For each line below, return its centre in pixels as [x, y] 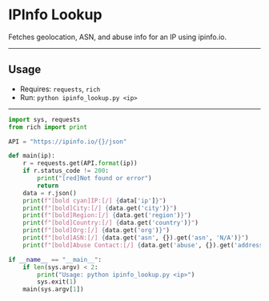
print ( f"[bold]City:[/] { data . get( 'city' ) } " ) [100, 208]
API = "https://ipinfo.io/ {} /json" [68, 142]
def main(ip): [32, 156]
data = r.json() [50, 193]
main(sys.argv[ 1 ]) [53, 290]
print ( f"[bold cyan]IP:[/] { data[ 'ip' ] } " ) [94, 201]
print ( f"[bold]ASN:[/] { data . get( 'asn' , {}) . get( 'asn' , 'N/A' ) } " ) [136, 238]
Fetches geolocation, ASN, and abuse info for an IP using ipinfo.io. [117, 37]
